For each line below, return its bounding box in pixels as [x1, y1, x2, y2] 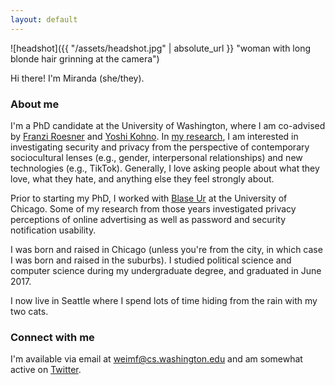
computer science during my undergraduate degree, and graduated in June [10, 264, 322, 276]
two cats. [10, 305, 49, 317]
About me [10, 97, 60, 111]
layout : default [10, 14, 78, 25]
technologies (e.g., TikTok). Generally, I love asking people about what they [10, 162, 320, 174]
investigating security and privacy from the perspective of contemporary [10, 141, 310, 153]
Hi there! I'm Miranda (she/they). [10, 72, 145, 84]
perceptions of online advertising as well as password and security [10, 213, 287, 225]
